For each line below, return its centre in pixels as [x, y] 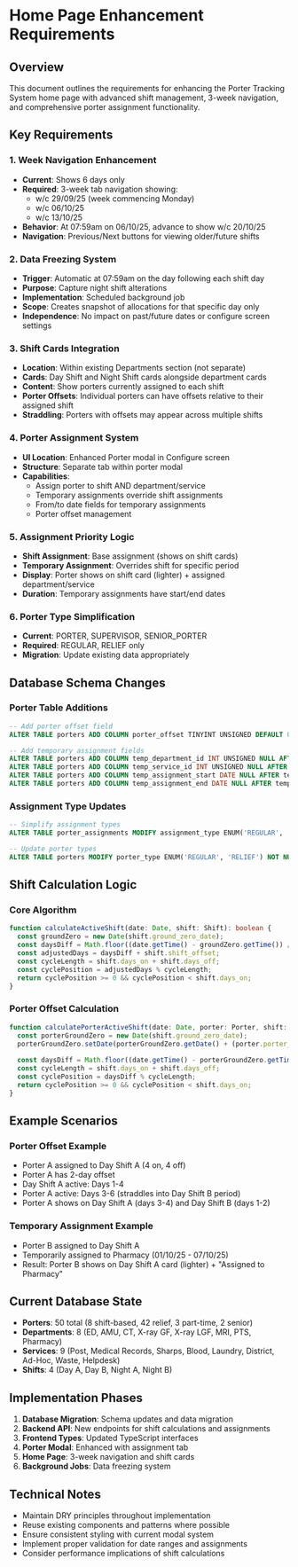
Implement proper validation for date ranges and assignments [135, 1544]
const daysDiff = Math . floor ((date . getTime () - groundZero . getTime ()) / [154, 945]
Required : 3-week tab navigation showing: [100, 189]
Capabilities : [46, 476]
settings [37, 325]
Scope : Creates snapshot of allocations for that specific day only [141, 306]
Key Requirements [61, 135]
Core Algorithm [43, 910]
